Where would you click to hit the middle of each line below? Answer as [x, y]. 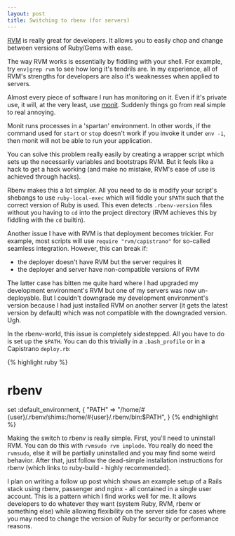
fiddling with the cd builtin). [46, 220]
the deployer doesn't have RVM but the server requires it [99, 262]
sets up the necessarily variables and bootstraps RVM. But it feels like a [110, 161]
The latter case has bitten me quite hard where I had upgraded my [103, 283]
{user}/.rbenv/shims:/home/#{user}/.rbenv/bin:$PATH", [87, 417]
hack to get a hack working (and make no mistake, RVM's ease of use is [111, 169]
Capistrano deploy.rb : [39, 348]
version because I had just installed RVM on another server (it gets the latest [117, 305]
